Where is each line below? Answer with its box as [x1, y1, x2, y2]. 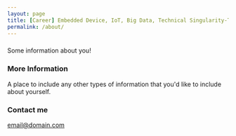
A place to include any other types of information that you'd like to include [7, 80, 222, 88]
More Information [7, 64, 68, 74]
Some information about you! [7, 46, 91, 55]
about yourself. [7, 87, 51, 95]
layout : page [7, 10, 46, 18]
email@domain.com [7, 121, 65, 129]
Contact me [7, 104, 48, 114]
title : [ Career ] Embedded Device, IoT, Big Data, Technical [7, 17, 188, 24]
